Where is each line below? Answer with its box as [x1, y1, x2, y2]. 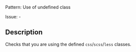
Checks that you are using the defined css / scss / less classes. [5, 41, 131, 47]
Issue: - [5, 14, 21, 19]
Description [5, 28, 43, 37]
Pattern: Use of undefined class [5, 4, 71, 10]
